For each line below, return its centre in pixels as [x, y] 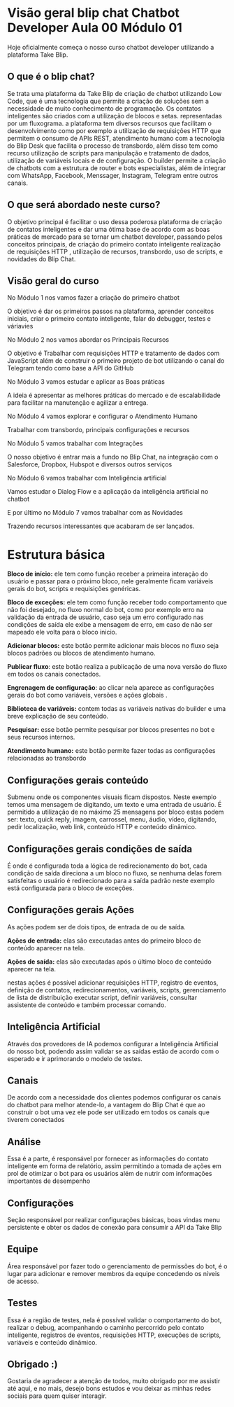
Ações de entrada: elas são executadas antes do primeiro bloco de [104, 941]
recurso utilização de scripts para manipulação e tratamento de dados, [109, 153]
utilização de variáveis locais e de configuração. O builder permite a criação [117, 160]
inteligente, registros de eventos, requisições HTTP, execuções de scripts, [114, 1335]
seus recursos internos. [41, 737]
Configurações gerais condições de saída [100, 849]
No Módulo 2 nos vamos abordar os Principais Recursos [88, 340]
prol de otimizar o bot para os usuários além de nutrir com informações [110, 1174]
